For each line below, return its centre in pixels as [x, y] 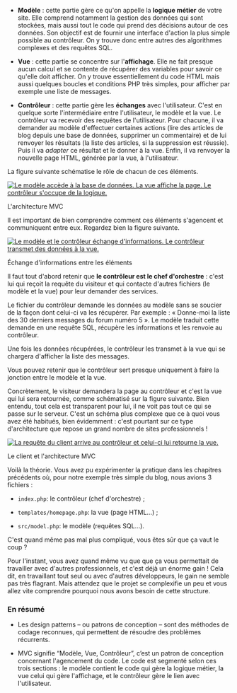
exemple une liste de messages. [64, 92]
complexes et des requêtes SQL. [65, 48]
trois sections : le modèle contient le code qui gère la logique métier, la [121, 668]
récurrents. [34, 640]
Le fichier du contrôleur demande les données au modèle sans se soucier [115, 305]
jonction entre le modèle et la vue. [57, 377]
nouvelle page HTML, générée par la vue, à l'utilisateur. [98, 158]
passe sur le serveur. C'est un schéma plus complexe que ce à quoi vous [114, 414]
